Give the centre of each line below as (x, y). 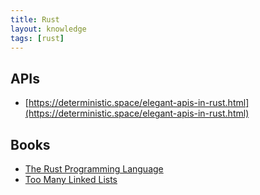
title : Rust (35, 19)
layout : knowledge (48, 29)
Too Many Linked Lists (71, 179)
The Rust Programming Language (94, 169)
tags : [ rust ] (37, 38)
